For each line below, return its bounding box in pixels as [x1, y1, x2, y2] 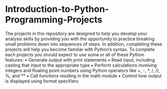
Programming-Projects [5, 14, 102, 25]
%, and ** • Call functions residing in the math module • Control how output [5, 73, 162, 79]
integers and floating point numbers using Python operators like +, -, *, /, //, [5, 67, 160, 73]
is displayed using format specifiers [5, 78, 79, 84]
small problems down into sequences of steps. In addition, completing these [5, 41, 162, 47]
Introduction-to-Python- [5, 3, 109, 15]
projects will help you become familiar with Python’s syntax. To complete [5, 46, 155, 52]
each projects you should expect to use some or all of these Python [5, 51, 144, 58]
